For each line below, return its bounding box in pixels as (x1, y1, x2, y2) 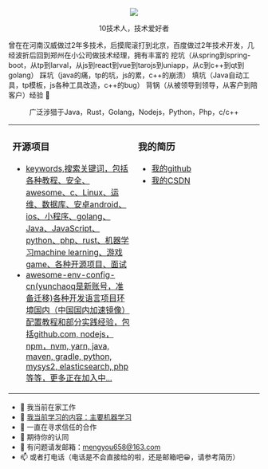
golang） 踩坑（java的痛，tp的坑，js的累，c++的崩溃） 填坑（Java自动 (8, 70, 243, 80)
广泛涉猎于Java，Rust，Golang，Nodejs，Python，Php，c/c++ (29, 108, 239, 116)
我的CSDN (151, 175, 191, 186)
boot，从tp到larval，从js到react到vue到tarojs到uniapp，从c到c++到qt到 (8, 61, 245, 69)
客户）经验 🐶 (8, 90, 50, 100)
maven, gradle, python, (26, 351, 112, 362)
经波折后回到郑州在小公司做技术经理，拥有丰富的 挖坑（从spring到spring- (8, 50, 251, 60)
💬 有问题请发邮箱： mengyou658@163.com (19, 442, 161, 451)
